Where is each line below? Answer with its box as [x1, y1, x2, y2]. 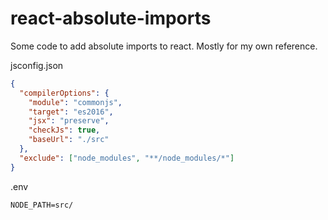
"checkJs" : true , [28, 125, 101, 136]
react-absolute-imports [10, 7, 212, 30]
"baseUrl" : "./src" [28, 135, 110, 145]
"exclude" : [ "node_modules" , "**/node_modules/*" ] [19, 153, 235, 163]
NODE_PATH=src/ [10, 200, 74, 210]
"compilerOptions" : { [19, 88, 110, 98]
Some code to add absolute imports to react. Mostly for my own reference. [10, 40, 318, 52]
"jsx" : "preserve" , [28, 116, 110, 126]
